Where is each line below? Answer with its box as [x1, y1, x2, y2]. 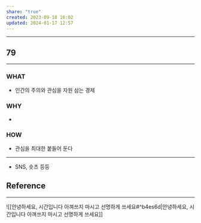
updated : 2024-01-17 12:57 [6, 20, 74, 26]
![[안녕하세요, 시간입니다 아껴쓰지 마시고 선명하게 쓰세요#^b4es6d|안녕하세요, [6, 203, 188, 210]
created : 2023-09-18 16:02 [6, 14, 74, 20]
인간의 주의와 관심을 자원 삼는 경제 [14, 87, 95, 94]
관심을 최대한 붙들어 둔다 [14, 145, 73, 152]
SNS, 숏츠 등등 [14, 163, 50, 170]
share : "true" [6, 8, 42, 15]
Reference [6, 181, 46, 191]
